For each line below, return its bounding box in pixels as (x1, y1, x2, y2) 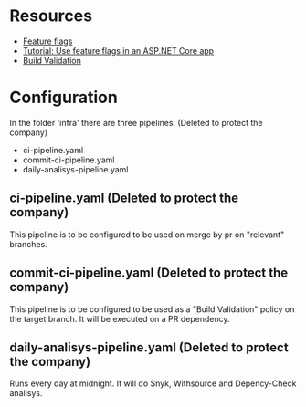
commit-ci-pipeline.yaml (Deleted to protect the (9, 266, 289, 281)
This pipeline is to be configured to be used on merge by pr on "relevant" (9, 229, 285, 240)
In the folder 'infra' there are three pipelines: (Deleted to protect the (9, 117, 263, 128)
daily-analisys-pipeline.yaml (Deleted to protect (9, 339, 290, 355)
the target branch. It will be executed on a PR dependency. (9, 313, 230, 324)
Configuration (9, 88, 119, 108)
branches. (9, 238, 47, 249)
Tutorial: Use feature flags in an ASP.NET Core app (22, 45, 215, 56)
